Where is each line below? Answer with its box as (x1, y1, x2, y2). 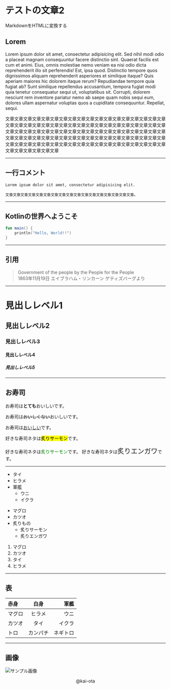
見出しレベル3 (5, 338, 40, 345)
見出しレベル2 (5, 322, 50, 330)
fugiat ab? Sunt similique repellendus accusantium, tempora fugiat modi (5, 83, 156, 90)
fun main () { (5, 226, 33, 231)
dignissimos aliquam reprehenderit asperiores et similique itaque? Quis (5, 72, 154, 79)
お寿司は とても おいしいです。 (5, 403, 67, 409)
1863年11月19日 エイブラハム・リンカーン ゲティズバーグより (17, 275, 146, 281)
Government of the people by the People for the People (17, 269, 134, 275)
